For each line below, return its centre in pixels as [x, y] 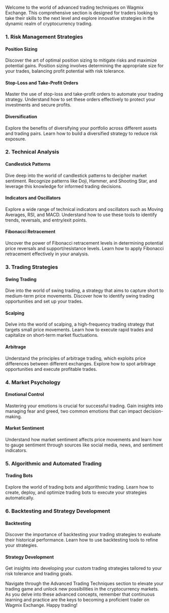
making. [14, 416]
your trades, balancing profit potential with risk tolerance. [65, 71]
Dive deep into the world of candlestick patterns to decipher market [76, 175]
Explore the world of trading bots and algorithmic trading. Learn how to [79, 487]
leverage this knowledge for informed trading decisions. [64, 186]
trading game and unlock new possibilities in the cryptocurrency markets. [82, 589]
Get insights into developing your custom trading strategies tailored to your [83, 568]
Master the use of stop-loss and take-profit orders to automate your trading [84, 94]
